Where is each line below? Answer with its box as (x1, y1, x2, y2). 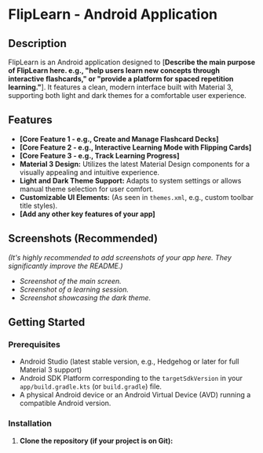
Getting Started (8, 316, 86, 329)
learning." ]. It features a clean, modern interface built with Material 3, (8, 82, 233, 92)
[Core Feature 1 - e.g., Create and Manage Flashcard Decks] (19, 134, 219, 143)
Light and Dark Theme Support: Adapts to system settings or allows (19, 176, 242, 185)
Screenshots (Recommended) (8, 232, 159, 245)
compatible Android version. (19, 398, 111, 408)
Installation (8, 418, 53, 429)
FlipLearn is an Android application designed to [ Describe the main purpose (8, 57, 256, 67)
